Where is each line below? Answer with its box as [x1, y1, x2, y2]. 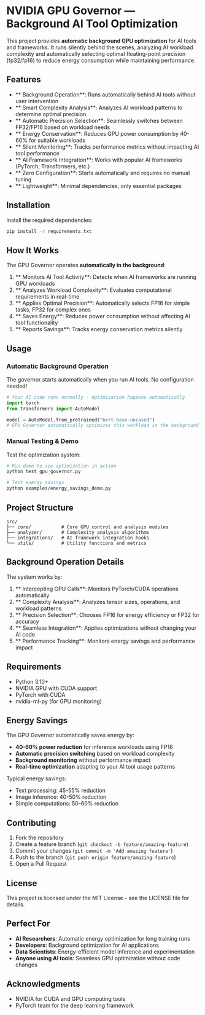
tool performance [15, 149, 60, 157]
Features [6, 74, 41, 85]
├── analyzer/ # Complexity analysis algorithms [6, 529, 150, 535]
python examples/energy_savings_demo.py [6, 485, 112, 492]
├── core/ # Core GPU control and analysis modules [6, 523, 169, 530]
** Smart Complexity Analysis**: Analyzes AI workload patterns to [15, 104, 183, 111]
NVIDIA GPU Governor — [6, 4, 135, 18]
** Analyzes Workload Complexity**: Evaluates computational [15, 286, 172, 294]
